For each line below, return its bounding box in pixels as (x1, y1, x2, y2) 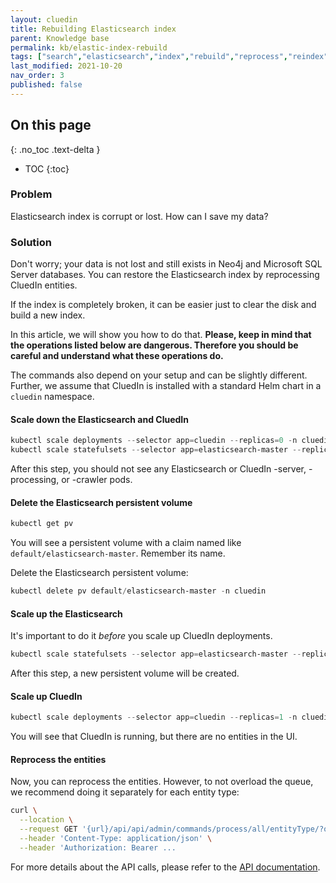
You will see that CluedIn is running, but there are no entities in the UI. (10, 731, 298, 743)
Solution (10, 235, 53, 249)
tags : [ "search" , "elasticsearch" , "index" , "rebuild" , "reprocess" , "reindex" (10, 52, 329, 62)
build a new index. (10, 309, 86, 321)
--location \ (19, 815, 74, 825)
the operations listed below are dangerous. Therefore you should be (10, 339, 299, 351)
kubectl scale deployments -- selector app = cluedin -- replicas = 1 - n (10, 712, 298, 723)
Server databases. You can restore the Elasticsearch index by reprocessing (10, 269, 320, 281)
